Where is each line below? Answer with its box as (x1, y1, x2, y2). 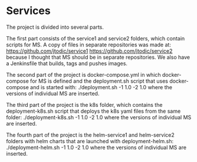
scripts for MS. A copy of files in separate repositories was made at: (6, 41, 171, 48)
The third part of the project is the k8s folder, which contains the (6, 101, 163, 108)
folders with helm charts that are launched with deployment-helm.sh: (6, 137, 174, 144)
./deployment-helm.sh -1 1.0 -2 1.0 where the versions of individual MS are (6, 144, 187, 151)
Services (6, 4, 51, 18)
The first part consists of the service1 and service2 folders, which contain (6, 35, 185, 42)
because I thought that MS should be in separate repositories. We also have (6, 53, 191, 60)
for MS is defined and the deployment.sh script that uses (30, 77, 168, 85)
